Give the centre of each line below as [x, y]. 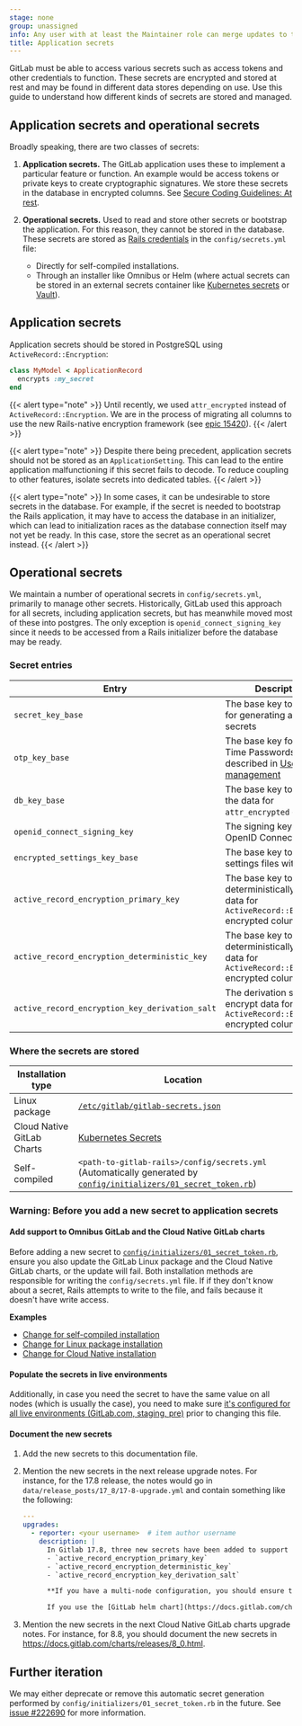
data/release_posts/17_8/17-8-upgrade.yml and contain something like [154, 1490]
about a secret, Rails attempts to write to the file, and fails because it [136, 1290]
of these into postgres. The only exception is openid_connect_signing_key [145, 623]
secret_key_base [49, 715]
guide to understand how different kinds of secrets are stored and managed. [151, 97]
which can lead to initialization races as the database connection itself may [148, 525]
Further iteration [56, 1672]
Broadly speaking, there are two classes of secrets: [104, 147]
